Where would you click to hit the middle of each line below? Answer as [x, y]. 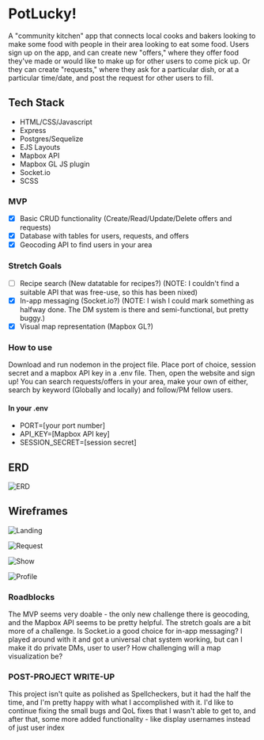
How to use [30, 347]
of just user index [36, 728]
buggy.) [32, 318]
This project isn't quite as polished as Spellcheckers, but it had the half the [130, 694]
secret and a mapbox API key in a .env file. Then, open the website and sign [132, 373]
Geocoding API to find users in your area [86, 245]
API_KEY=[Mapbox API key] [65, 434]
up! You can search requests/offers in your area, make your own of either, [128, 382]
